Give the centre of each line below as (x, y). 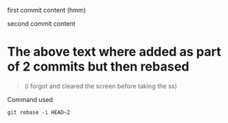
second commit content (41, 23)
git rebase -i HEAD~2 (39, 112)
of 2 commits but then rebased (98, 67)
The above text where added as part (114, 52)
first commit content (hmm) (47, 10)
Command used (30, 99)
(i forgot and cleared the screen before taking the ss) (101, 86)
